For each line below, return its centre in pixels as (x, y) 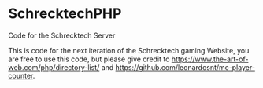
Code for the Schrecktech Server (62, 35)
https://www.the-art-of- (210, 59)
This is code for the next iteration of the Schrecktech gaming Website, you (129, 50)
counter (20, 75)
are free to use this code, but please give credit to (89, 59)
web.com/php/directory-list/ (54, 67)
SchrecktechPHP (65, 14)
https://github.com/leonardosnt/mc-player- (185, 67)
